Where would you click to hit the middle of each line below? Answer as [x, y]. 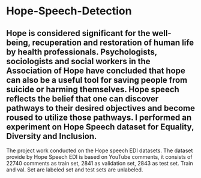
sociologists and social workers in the [79, 61]
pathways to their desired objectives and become [100, 108]
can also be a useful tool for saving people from [97, 80]
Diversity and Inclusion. [52, 136]
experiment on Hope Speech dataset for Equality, [100, 127]
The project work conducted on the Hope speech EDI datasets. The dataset [100, 150]
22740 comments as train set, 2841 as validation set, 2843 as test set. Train [100, 163]
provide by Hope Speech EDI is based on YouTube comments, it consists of [100, 157]
